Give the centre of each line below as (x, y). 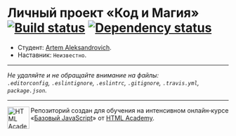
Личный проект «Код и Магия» (103, 13)
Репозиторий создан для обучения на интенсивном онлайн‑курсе (130, 110)
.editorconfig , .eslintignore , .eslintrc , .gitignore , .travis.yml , (103, 82)
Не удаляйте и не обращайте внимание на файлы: (83, 75)
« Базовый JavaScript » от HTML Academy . (92, 118)
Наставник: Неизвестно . (52, 55)
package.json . (27, 90)
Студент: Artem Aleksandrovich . (64, 47)
